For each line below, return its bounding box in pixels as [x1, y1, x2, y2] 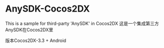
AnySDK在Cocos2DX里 [5, 26, 54, 33]
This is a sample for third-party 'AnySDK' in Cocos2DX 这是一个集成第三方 [5, 20, 159, 26]
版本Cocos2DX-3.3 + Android [5, 37, 66, 43]
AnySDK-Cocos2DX [5, 3, 90, 15]
